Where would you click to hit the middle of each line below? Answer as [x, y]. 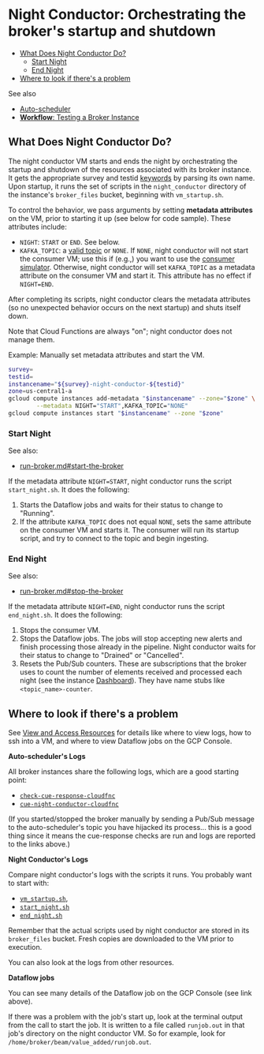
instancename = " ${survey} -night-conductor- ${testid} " [97, 384]
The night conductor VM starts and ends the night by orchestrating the [123, 161]
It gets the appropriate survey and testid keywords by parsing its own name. [132, 178]
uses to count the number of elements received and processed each [131, 672]
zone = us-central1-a [40, 391]
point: [18, 780]
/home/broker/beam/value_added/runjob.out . [80, 1042]
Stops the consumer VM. [60, 630]
